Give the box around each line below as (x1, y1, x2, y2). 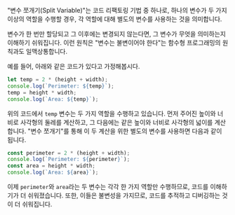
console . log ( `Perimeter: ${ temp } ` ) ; (7, 83, 114, 90)
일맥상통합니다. (25, 48, 68, 55)
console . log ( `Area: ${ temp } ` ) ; (7, 95, 99, 103)
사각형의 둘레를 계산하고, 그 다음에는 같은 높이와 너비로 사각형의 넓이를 (20, 118, 213, 126)
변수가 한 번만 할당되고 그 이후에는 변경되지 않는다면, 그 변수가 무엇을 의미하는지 (7, 30, 227, 38)
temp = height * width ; (7, 89, 77, 96)
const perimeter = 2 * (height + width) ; (7, 149, 130, 156)
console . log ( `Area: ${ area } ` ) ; (7, 169, 99, 176)
